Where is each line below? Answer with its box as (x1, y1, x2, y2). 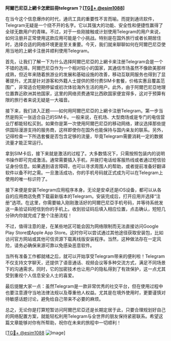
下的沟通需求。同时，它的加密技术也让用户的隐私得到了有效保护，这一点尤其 (5, 266, 166, 272)
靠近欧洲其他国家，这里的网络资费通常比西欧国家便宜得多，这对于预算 (14, 90, 161, 96)
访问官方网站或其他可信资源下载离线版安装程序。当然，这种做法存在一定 (5, 236, 157, 242)
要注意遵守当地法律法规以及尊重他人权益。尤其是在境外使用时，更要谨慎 (9, 289, 161, 296)
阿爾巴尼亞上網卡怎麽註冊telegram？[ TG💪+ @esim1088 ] (5, 5, 125, 11)
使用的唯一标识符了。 (5, 176, 50, 182)
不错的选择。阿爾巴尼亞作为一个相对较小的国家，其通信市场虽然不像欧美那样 (5, 65, 166, 71)
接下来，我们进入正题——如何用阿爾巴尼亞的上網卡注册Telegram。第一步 (5, 108, 159, 114)
